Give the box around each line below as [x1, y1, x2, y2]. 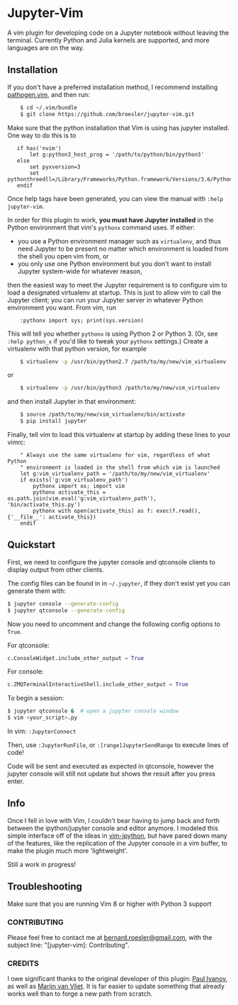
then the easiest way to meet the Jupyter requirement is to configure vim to [7, 280, 228, 289]
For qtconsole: [7, 641, 50, 649]
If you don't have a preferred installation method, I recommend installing [7, 83, 218, 91]
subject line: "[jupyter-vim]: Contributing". [7, 941, 130, 949]
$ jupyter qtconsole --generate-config [7, 607, 125, 614]
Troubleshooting [7, 880, 83, 893]
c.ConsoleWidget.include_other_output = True [7, 654, 144, 662]
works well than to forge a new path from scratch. [7, 989, 153, 998]
